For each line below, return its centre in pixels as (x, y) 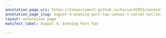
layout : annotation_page (31, 19)
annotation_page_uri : (27, 10)
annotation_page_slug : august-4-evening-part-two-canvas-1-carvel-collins (84, 14)
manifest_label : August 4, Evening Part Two (52, 23)
